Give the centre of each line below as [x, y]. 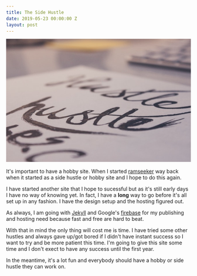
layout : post [22, 25]
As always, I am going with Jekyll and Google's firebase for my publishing [95, 212]
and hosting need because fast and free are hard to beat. [75, 219]
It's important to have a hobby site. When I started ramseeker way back [92, 171]
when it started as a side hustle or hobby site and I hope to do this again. [94, 177]
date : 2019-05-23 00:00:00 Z [42, 18]
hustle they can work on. [36, 266]
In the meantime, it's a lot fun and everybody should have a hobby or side [95, 260]
